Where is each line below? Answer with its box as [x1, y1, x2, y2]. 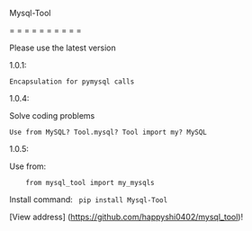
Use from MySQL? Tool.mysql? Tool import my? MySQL [9, 128, 207, 137]
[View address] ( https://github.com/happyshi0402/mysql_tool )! [9, 211, 244, 222]
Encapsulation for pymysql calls [9, 77, 135, 86]
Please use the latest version [9, 42, 116, 53]
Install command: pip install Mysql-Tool [9, 194, 168, 205]
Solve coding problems [9, 111, 95, 120]
